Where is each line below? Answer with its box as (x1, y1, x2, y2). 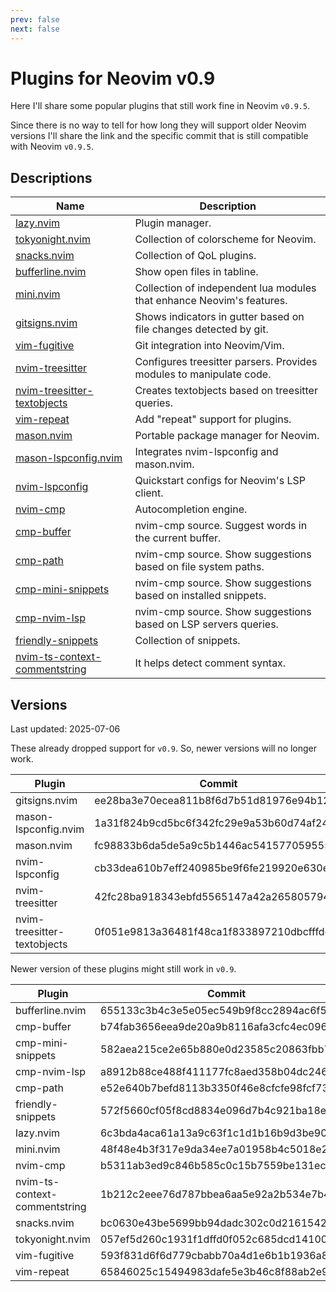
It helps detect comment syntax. (134, 656, 287, 670)
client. (134, 486, 164, 500)
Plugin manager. (134, 216, 212, 230)
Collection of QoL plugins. (134, 249, 257, 263)
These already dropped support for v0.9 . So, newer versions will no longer (10, 742, 318, 755)
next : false (10, 24, 60, 34)
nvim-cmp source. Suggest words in (134, 519, 308, 533)
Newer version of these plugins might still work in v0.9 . (10, 963, 237, 975)
